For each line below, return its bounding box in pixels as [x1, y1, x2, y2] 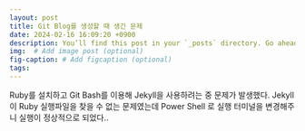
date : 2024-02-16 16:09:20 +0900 [9, 30, 136, 39]
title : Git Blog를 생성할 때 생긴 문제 [9, 22, 143, 31]
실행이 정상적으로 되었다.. [18, 112, 109, 123]
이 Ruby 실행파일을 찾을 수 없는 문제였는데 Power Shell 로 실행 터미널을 [9, 100, 263, 111]
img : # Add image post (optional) [9, 47, 144, 56]
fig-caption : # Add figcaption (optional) [9, 55, 172, 64]
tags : [9, 64, 30, 73]
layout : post [9, 13, 59, 23]
